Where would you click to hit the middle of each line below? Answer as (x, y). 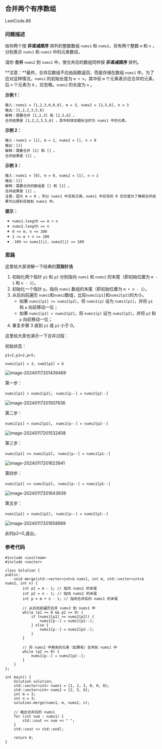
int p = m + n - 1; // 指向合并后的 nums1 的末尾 (70, 599)
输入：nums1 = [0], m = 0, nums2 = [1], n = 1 (52, 176)
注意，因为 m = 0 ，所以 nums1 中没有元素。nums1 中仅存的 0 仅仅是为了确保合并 (79, 196)
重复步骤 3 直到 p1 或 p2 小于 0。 (45, 325)
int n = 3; (25, 698)
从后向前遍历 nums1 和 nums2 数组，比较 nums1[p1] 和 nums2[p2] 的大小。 (79, 295)
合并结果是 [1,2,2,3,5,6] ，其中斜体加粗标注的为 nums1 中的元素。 (67, 121)
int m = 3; (25, 694)
